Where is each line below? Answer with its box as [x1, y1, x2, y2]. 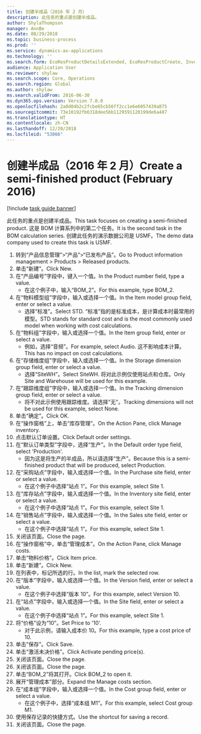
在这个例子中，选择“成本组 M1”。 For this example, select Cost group [24, 699, 193, 706]
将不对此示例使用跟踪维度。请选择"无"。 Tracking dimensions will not [24, 398, 194, 405]
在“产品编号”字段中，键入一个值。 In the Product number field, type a [15, 272, 184, 279]
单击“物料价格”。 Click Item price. [15, 554, 97, 561]
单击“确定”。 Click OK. [15, 412, 69, 419]
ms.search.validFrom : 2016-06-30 [7, 92, 90, 98]
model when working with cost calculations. [24, 322, 133, 329]
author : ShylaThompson [7, 20, 63, 26]
